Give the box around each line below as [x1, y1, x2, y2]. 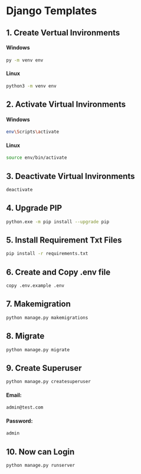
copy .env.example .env [6, 283, 65, 289]
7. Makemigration [6, 299, 71, 309]
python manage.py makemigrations [6, 315, 88, 321]
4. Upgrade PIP [6, 203, 62, 213]
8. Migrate [6, 331, 45, 341]
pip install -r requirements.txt [6, 251, 88, 257]
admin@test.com [6, 404, 44, 411]
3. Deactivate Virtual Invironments [6, 171, 135, 181]
